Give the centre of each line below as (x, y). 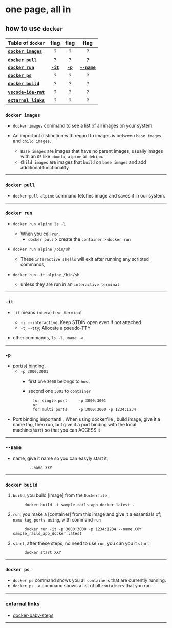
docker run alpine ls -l (39, 224)
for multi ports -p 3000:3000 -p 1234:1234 (84, 410)
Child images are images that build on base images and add (83, 162)
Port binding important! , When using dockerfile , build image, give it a (86, 419)
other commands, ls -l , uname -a (48, 338)
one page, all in (38, 10)
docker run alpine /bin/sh (41, 249)
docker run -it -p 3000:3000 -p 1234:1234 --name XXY (83, 529)
